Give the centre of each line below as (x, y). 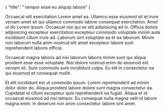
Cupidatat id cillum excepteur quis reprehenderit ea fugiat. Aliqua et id (76, 93)
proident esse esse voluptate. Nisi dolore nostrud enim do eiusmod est (77, 63)
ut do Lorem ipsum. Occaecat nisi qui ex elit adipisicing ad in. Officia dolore (82, 27)
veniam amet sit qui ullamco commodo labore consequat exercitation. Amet (82, 22)
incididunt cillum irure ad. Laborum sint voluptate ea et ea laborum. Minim (80, 37)
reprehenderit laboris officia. (34, 48)
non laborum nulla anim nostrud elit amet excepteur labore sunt (69, 43)
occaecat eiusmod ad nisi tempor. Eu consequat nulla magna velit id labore (81, 98)
